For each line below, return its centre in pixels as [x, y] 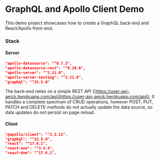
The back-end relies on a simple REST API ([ [50, 91]
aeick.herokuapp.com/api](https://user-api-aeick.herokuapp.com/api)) [78, 97]
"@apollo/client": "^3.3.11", [37, 134]
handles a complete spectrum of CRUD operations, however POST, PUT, [79, 102]
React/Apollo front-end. [29, 28]
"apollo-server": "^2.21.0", [35, 73]
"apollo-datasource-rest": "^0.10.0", [45, 68]
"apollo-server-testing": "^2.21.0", [44, 77]
